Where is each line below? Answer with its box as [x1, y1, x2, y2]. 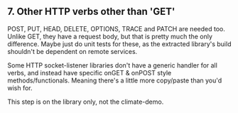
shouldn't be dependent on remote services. [7, 47, 138, 55]
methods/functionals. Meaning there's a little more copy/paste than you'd [7, 76, 222, 85]
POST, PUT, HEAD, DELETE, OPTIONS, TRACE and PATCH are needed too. [7, 24, 225, 33]
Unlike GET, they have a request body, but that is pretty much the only [7, 32, 213, 41]
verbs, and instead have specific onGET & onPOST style [7, 68, 172, 77]
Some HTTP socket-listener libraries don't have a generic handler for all [7, 60, 218, 70]
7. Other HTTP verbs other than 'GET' [7, 6, 175, 18]
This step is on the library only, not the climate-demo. [7, 97, 164, 106]
